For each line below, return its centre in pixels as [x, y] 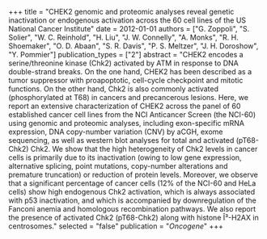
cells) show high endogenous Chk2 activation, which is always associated [132, 192]
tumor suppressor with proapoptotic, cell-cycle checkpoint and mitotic [126, 80]
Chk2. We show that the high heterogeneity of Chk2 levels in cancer [144, 149]
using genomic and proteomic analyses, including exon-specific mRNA [127, 123]
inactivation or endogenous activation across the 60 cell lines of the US [127, 20]
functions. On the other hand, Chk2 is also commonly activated [114, 89]
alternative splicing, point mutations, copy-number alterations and [118, 166]
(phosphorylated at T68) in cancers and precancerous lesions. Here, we [129, 97]
